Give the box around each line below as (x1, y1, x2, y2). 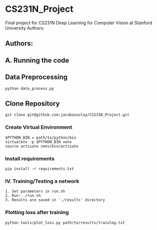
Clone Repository (5, 99, 60, 108)
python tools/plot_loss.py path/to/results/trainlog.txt (5, 220, 125, 225)
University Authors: (5, 25, 45, 31)
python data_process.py (5, 86, 54, 91)
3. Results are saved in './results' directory (5, 197, 105, 203)
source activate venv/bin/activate (5, 144, 79, 149)
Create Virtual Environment (5, 124, 73, 131)
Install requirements (5, 155, 55, 162)
